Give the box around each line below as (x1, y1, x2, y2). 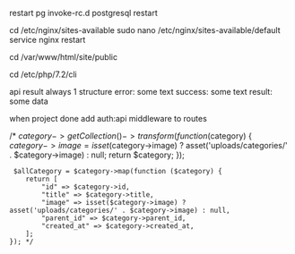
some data (9, 96, 49, 106)
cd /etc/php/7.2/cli (9, 69, 78, 80)
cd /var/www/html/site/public (9, 52, 118, 62)
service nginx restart (9, 35, 86, 45)
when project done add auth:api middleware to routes (9, 114, 208, 123)
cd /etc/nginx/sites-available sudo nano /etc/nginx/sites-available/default (9, 25, 281, 35)
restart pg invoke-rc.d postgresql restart (9, 8, 159, 18)
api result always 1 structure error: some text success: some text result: (9, 87, 273, 97)
